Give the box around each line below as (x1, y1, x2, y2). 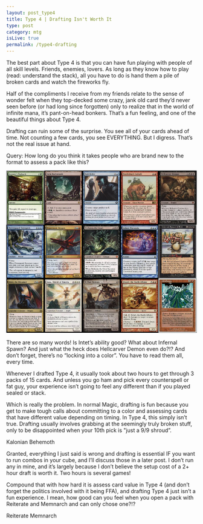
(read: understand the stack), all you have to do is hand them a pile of (6, 72, 179, 79)
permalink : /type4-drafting (6, 42, 77, 48)
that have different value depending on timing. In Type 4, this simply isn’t (6, 414, 187, 421)
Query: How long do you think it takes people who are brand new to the (6, 152, 184, 159)
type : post (6, 22, 34, 28)
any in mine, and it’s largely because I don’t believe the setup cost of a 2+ (6, 463, 190, 470)
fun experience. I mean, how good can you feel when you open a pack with (6, 494, 194, 502)
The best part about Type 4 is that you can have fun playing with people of (6, 59, 192, 66)
